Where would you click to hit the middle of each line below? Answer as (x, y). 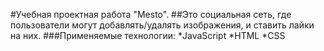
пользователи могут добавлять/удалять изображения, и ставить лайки (162, 25)
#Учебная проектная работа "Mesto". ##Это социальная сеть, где (151, 14)
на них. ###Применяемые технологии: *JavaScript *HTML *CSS (148, 35)
